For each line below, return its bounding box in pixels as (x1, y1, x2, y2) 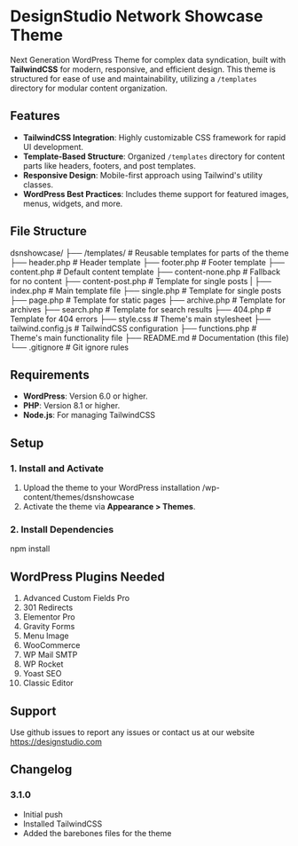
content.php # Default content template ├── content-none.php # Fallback (10, 266, 281, 277)
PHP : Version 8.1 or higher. (22, 400, 121, 411)
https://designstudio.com (10, 736, 103, 747)
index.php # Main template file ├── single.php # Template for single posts (10, 285, 282, 296)
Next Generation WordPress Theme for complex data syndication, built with (10, 54, 286, 65)
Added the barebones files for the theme (22, 827, 172, 838)
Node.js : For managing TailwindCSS (22, 410, 156, 421)
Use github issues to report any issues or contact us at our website (10, 726, 255, 738)
